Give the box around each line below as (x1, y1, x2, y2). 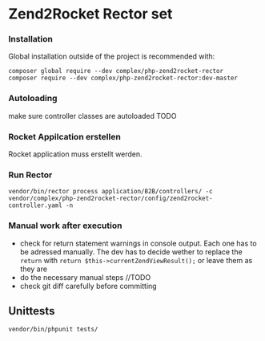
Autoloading (8, 93, 58, 104)
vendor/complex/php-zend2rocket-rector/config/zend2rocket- (8, 194, 214, 203)
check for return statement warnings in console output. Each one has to (19, 238, 258, 248)
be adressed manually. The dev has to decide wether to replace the (19, 246, 243, 257)
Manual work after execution (8, 220, 122, 231)
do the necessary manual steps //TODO (19, 272, 151, 282)
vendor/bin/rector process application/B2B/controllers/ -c (8, 188, 214, 196)
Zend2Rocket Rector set (8, 5, 173, 23)
